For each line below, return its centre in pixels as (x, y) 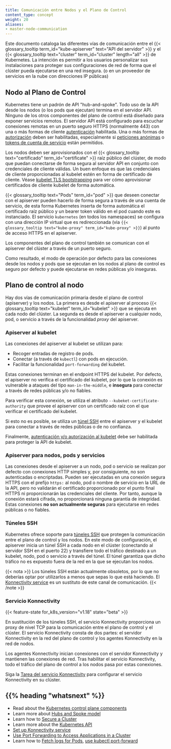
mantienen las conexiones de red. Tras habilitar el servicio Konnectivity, (81, 659)
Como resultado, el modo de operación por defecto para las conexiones (81, 258)
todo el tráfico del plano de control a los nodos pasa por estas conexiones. (84, 664)
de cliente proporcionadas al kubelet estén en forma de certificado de (79, 174)
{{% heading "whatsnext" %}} (55, 696)
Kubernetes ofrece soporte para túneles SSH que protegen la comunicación (85, 534)
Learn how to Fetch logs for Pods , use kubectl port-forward (75, 741)
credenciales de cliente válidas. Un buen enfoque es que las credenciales (83, 169)
